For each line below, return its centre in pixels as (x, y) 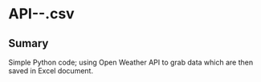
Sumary (29, 43)
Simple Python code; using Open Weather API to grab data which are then (131, 62)
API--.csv (41, 14)
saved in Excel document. (51, 71)
